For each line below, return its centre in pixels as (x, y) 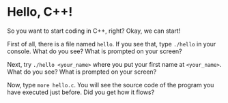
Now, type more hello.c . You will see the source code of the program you (111, 85)
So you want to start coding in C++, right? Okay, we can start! (94, 31)
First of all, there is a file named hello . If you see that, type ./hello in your (112, 44)
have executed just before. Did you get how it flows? (81, 92)
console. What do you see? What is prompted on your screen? (95, 51)
